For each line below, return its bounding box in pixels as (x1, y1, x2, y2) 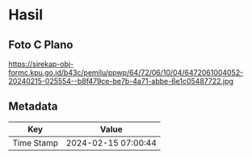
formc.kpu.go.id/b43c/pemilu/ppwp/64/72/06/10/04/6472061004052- (8, 68, 244, 77)
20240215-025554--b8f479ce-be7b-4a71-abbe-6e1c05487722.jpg (8, 77, 234, 86)
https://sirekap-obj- (8, 59, 74, 69)
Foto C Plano (8, 38, 73, 52)
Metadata (8, 99, 58, 114)
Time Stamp (12, 137, 59, 149)
